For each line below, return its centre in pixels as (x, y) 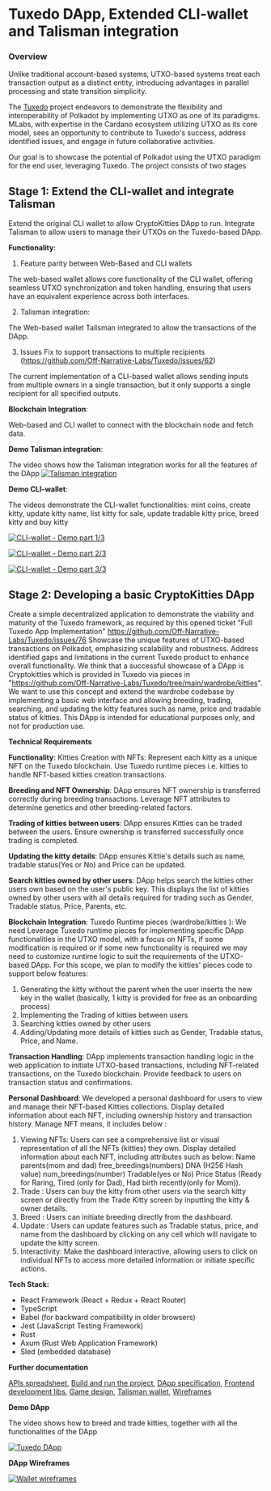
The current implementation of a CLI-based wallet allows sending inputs (129, 377)
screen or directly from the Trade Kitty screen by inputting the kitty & (135, 1200)
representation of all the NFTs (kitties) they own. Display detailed (128, 1148)
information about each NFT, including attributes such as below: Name (138, 1157)
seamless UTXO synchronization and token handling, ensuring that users (130, 288)
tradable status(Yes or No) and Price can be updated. (97, 865)
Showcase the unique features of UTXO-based (166, 640)
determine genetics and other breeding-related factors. (100, 807)
